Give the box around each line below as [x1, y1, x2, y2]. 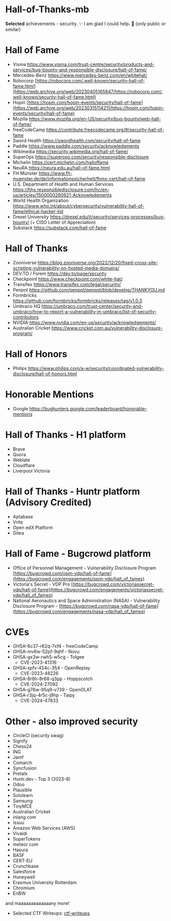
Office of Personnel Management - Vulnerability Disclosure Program [12, 565, 157, 571]
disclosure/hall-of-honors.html [12, 371, 78, 377]
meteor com [12, 842, 39, 848]
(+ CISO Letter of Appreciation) [30, 219, 96, 225]
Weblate [12, 457, 31, 463]
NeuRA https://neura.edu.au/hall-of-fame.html [12, 165, 110, 171]
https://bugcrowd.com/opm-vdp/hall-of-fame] [14, 570, 112, 576]
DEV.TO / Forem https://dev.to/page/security [12, 270, 107, 276]
